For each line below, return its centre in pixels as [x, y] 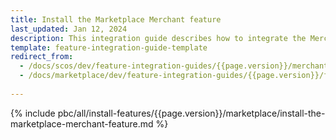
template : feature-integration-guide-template [109, 47]
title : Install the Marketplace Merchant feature [116, 19]
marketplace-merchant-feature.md [82, 123]
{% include [33, 113]
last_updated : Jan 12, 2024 [69, 29]
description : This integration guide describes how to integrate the [158, 38]
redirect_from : [42, 57]
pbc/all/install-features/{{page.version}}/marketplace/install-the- [191, 113]
